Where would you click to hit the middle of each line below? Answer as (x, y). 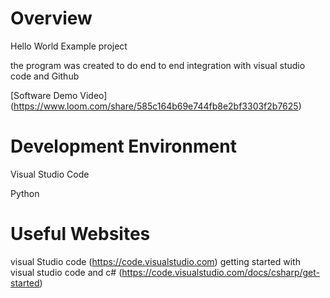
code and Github (45, 76)
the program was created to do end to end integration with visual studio (158, 65)
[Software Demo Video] (59, 95)
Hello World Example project (69, 46)
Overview (51, 18)
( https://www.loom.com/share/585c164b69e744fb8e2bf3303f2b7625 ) (156, 106)
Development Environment (123, 146)
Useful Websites (80, 234)
